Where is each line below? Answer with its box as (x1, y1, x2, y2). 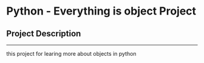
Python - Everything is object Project (6, 4, 196, 18)
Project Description (6, 28, 81, 39)
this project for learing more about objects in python (6, 50, 137, 57)
